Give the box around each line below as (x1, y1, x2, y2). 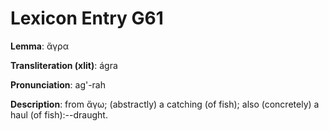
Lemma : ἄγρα (10, 40, 69, 52)
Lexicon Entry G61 (10, 7, 164, 30)
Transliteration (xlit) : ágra (10, 59, 118, 71)
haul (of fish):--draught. (10, 108, 108, 121)
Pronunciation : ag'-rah (10, 78, 107, 91)
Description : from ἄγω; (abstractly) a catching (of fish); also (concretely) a (10, 98, 320, 110)
